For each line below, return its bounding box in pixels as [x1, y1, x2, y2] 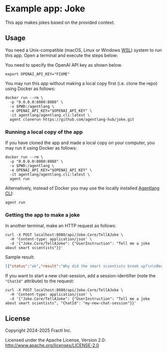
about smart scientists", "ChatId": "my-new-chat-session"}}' [5, 301, 137, 306]
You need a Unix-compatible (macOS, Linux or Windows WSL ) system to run [5, 47, 162, 53]
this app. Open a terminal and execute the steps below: [5, 52, 118, 58]
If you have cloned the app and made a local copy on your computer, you [5, 140, 155, 146]
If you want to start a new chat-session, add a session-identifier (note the [5, 273, 156, 279]
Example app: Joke [5, 3, 85, 14]
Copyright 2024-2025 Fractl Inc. [5, 328, 72, 334]
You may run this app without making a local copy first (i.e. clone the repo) [5, 80, 158, 86]
